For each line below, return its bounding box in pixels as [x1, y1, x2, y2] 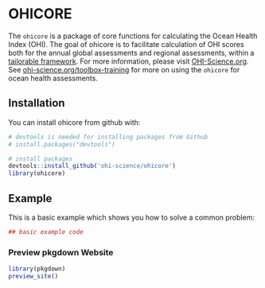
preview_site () [8, 272, 59, 280]
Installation [8, 96, 65, 110]
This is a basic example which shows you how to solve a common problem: [8, 212, 255, 222]
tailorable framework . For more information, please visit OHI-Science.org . [8, 56, 249, 66]
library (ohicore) [8, 169, 66, 177]
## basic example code [8, 228, 84, 235]
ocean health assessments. [8, 73, 98, 83]
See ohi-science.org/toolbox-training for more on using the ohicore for [8, 64, 240, 74]
